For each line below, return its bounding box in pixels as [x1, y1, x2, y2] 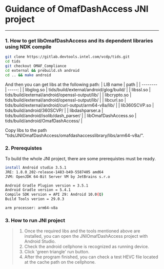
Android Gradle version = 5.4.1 [5, 187, 71, 192]
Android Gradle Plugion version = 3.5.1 [5, 183, 89, 188]
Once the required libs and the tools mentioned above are [24, 228, 141, 234]
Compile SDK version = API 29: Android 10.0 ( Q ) [5, 192, 104, 197]
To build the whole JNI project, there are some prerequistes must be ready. [5, 155, 156, 162]
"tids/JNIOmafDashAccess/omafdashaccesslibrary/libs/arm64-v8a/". [5, 132, 144, 138]
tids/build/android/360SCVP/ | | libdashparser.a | [5, 107, 103, 113]
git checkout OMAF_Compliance [5, 63, 67, 68]
